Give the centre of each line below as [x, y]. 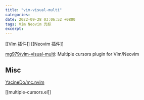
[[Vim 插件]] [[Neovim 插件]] [35, 44]
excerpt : [14, 29]
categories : [18, 15]
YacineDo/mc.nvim [25, 82]
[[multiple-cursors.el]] [28, 92]
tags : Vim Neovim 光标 [28, 24]
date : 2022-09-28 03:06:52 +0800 [40, 19]
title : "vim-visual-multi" [34, 10]
